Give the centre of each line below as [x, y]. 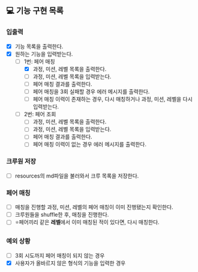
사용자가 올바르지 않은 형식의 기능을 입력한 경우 [70, 263]
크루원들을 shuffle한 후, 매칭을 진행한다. [62, 215]
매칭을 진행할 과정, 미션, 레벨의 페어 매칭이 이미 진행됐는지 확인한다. [94, 207]
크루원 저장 [21, 161]
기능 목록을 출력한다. [39, 46]
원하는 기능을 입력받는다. [44, 54]
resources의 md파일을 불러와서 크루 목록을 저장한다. [77, 176]
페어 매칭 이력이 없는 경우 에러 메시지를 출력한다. [90, 144]
